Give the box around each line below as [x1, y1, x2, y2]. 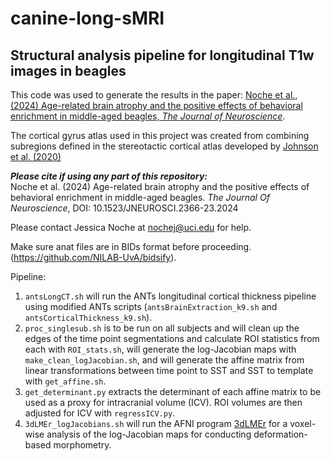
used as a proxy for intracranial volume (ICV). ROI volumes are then [24, 397, 303, 408]
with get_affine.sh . [24, 375, 107, 387]
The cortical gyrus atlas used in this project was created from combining [10, 130, 310, 141]
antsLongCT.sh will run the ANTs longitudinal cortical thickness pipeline [24, 290, 317, 302]
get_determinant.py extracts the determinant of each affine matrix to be [24, 386, 322, 397]
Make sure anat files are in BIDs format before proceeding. [10, 241, 252, 252]
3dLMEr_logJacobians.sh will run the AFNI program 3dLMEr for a [24, 418, 288, 429]
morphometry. [53, 439, 112, 451]
